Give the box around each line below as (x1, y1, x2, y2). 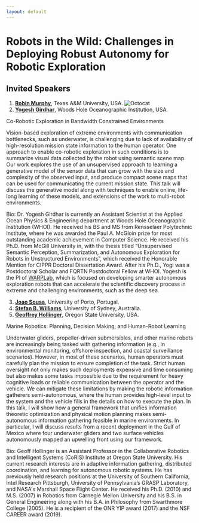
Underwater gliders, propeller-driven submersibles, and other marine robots (6, 334, 193, 341)
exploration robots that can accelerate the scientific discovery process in (6, 280, 186, 288)
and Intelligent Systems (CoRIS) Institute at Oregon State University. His (6, 454, 183, 461)
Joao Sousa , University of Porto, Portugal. (14, 298, 120, 305)
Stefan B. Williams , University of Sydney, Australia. (14, 304, 142, 311)
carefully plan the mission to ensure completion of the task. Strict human (6, 359, 185, 366)
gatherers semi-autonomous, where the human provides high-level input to (6, 391, 191, 398)
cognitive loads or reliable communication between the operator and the (6, 378, 184, 386)
